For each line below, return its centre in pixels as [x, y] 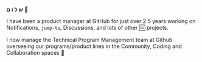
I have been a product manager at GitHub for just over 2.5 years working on [101, 21]
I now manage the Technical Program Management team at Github [89, 40]
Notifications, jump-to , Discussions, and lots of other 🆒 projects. [88, 28]
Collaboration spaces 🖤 [36, 53]
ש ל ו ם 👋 [17, 9]
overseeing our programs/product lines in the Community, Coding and [94, 46]
